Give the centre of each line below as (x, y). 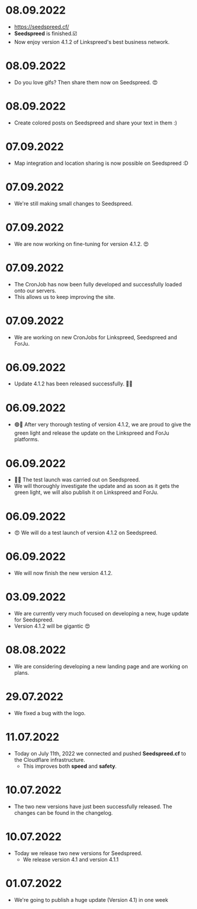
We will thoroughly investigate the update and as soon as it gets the (96, 486)
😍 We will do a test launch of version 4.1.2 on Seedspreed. (86, 533)
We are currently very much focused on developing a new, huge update (101, 614)
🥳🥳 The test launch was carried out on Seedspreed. (77, 480)
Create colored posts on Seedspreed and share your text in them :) (96, 123)
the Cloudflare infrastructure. (49, 760)
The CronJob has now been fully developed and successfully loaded (98, 284)
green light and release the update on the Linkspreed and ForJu (91, 433)
